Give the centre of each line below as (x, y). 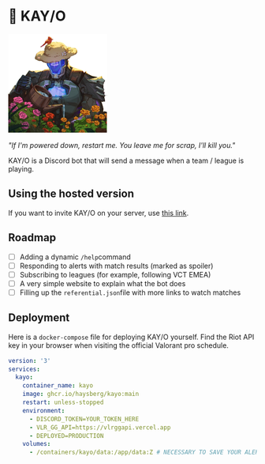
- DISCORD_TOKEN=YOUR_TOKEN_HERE (84, 419)
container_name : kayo (58, 386)
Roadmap (32, 238)
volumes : (37, 444)
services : (24, 369)
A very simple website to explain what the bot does (103, 283)
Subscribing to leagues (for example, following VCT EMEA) (115, 274)
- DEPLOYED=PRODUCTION (66, 436)
